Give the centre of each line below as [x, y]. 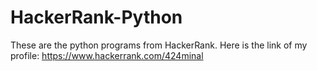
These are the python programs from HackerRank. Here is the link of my [159, 45]
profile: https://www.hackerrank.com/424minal [107, 55]
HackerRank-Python [96, 17]
